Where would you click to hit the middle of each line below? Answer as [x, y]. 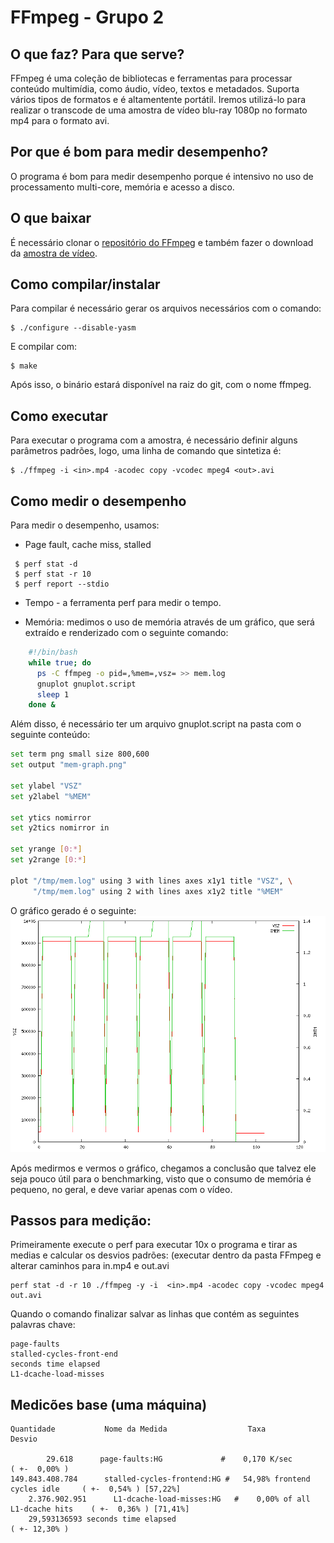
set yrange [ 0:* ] [46, 849]
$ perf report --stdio [62, 584]
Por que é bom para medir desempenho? [139, 152]
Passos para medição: [81, 1220]
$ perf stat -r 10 [53, 574]
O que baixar [51, 218]
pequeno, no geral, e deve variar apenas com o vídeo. [121, 1189]
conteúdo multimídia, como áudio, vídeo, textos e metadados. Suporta [155, 89]
